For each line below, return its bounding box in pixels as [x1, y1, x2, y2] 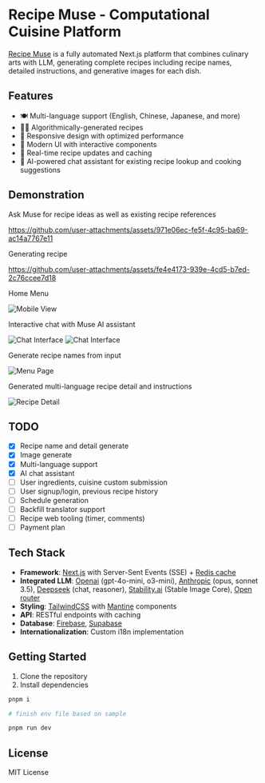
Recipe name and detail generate [19, 441, 129, 451]
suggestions [19, 165, 61, 174]
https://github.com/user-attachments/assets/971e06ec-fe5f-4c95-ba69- [8, 225, 249, 234]
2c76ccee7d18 [8, 273, 57, 282]
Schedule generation [19, 495, 89, 505]
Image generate [19, 450, 73, 460]
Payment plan [19, 522, 65, 532]
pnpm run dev [8, 724, 52, 733]
